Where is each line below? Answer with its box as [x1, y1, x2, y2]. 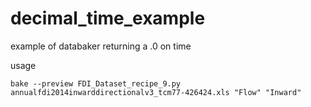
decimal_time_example [10, 7, 206, 30]
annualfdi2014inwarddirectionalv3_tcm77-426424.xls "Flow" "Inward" [10, 87, 302, 97]
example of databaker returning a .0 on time [10, 40, 192, 52]
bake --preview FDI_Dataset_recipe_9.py [10, 78, 182, 89]
